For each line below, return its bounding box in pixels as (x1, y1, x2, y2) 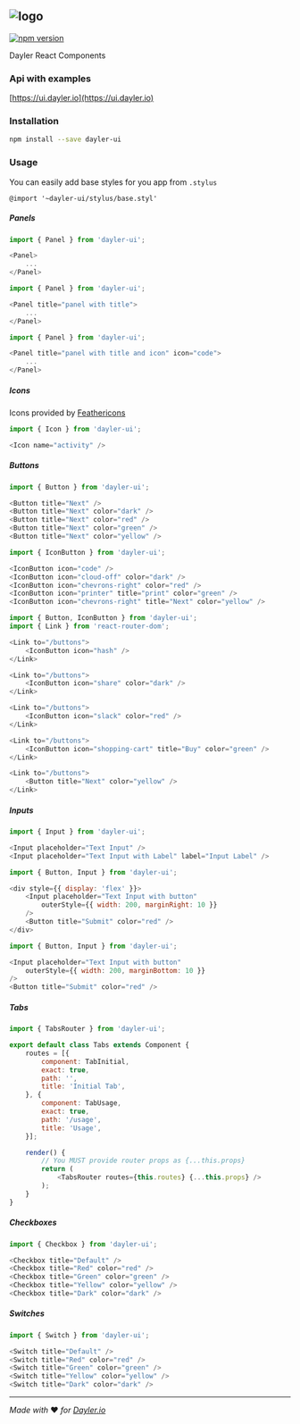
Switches (9, 1308, 45, 1319)
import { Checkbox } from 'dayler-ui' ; (9, 1239, 158, 1249)
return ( (41, 1165, 74, 1174)
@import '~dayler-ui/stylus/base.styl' (9, 194, 158, 203)
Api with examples (9, 72, 92, 85)
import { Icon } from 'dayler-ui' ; (9, 425, 142, 434)
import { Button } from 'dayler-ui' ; (9, 482, 150, 491)
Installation (9, 115, 60, 128)
